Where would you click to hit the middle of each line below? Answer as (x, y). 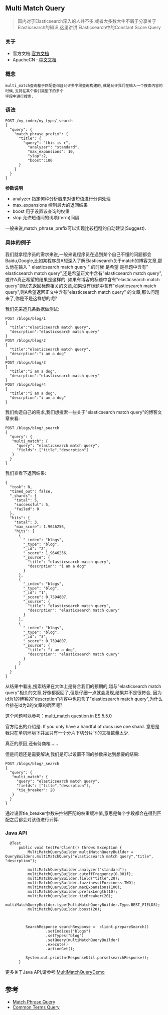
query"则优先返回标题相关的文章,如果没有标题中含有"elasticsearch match (81, 286)
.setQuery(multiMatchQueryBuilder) (83, 940)
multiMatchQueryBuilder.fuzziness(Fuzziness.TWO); (81, 883)
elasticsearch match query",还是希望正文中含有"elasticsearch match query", (84, 273)
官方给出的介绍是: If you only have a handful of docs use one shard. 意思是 (82, 727)
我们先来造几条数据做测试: (32, 309)
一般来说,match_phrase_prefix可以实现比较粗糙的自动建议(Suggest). (76, 228)
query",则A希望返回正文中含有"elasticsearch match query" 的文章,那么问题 (82, 292)
